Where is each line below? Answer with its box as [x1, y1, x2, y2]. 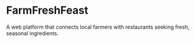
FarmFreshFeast [6, 4, 89, 17]
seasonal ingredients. [6, 29, 59, 36]
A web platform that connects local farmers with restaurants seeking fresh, [6, 23, 190, 30]
